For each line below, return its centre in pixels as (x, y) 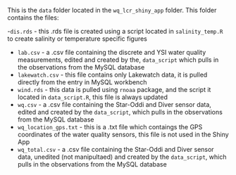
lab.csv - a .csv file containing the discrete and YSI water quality (112, 52)
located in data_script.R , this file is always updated (92, 97)
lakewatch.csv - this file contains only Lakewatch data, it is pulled (112, 74)
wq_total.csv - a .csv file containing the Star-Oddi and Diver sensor (116, 149)
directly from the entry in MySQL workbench (82, 82)
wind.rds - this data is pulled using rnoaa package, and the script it (114, 90)
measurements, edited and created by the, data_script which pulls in (118, 60)
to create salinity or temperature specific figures (77, 39)
